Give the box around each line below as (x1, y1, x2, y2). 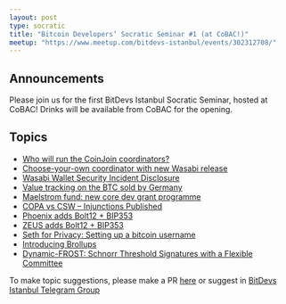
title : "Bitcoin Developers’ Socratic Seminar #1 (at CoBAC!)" (9, 29, 249, 38)
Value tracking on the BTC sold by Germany (21, 182, 183, 193)
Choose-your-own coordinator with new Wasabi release (21, 162, 228, 174)
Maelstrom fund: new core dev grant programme (21, 191, 202, 201)
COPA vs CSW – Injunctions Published (21, 201, 163, 211)
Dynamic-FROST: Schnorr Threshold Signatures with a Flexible (21, 248, 254, 259)
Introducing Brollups (21, 238, 97, 250)
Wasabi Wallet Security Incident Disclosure (21, 172, 180, 183)
